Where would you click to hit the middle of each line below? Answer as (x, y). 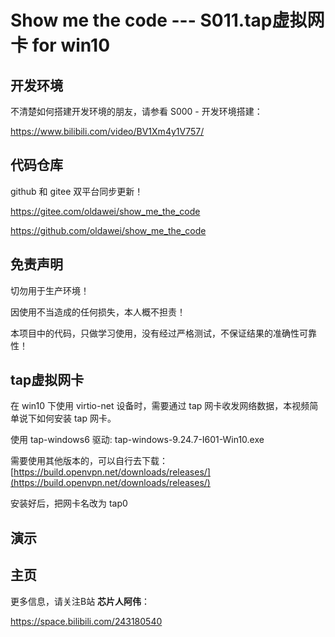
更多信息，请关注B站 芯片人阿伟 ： (80, 601)
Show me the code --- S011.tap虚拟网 (167, 20)
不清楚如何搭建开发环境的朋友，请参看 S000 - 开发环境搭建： (136, 111)
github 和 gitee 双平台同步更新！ (77, 191)
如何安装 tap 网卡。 (76, 418)
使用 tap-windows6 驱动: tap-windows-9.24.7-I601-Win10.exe (137, 440)
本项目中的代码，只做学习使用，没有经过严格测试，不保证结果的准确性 (155, 333)
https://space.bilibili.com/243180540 (86, 621)
